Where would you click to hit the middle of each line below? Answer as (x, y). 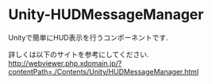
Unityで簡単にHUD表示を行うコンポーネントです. (88, 37)
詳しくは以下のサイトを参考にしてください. (79, 54)
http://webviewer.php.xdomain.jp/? (65, 63)
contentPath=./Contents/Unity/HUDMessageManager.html (104, 71)
